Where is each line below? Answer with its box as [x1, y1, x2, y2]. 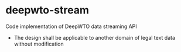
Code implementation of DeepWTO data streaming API [5, 23, 137, 30]
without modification [13, 40, 64, 47]
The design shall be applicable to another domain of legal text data [13, 34, 176, 41]
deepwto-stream [5, 4, 89, 17]
